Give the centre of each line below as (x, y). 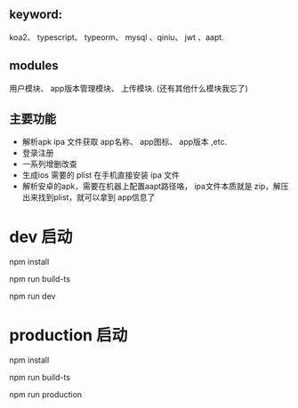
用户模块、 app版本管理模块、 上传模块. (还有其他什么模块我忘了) (129, 88)
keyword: (36, 15)
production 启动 (68, 335)
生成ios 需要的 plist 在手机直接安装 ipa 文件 (101, 175)
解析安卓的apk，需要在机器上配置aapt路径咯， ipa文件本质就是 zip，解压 (155, 187)
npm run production (46, 395)
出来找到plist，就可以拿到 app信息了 (89, 197)
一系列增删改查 (49, 164)
